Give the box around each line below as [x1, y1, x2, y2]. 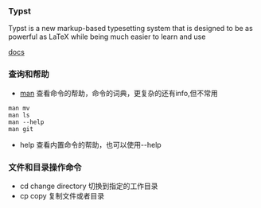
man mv [8, 104, 30, 112]
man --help [8, 117, 45, 126]
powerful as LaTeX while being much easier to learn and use [8, 32, 206, 41]
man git [8, 125, 34, 133]
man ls [8, 111, 30, 119]
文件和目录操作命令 [8, 161, 82, 172]
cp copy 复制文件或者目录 [19, 191, 105, 200]
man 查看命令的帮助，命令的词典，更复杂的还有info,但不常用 [19, 88, 219, 98]
